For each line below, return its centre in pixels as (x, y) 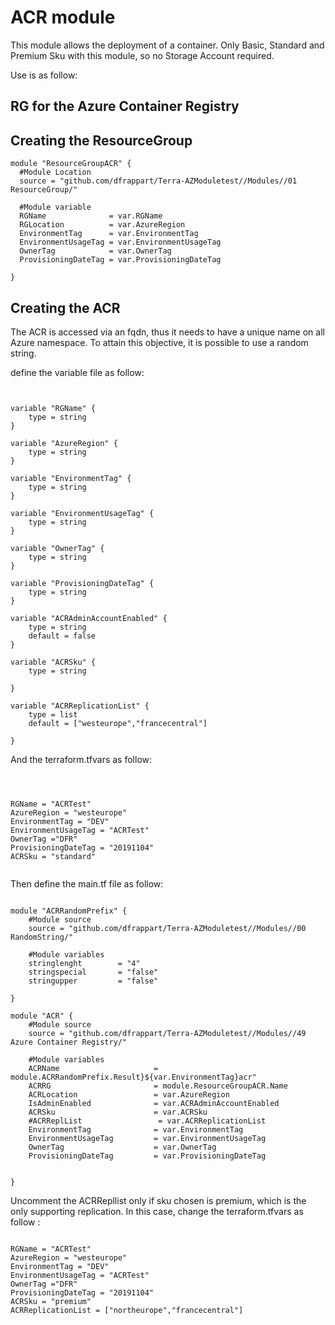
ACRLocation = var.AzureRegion (129, 1094)
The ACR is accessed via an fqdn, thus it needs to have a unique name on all (167, 332)
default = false (62, 636)
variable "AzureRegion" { (64, 443)
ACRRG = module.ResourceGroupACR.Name (158, 1086)
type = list (53, 714)
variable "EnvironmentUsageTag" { (82, 513)
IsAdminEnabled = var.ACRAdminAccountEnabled (154, 1103)
